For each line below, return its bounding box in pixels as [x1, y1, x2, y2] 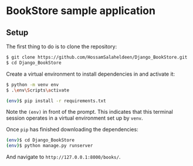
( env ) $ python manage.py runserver [6, 143, 93, 149]
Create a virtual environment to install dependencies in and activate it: [6, 70, 175, 77]
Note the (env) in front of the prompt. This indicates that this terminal [6, 109, 173, 116]
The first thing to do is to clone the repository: [6, 43, 117, 50]
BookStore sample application [6, 4, 155, 18]
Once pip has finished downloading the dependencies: [6, 126, 139, 133]
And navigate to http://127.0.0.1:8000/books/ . [6, 154, 121, 161]
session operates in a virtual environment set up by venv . [6, 114, 143, 121]
